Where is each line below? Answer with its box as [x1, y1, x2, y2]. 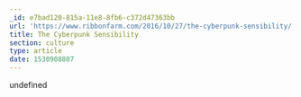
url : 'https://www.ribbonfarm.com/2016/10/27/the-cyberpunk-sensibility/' [9, 22, 296, 31]
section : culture [9, 38, 75, 48]
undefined [9, 80, 48, 90]
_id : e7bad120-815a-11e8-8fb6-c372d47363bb [9, 13, 176, 22]
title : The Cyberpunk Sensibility [9, 30, 140, 39]
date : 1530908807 [9, 55, 75, 64]
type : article [9, 47, 63, 56]
